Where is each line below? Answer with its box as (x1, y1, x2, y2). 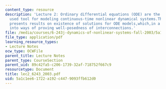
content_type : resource (5, 7, 54, 12)
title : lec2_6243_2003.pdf (5, 72, 61, 77)
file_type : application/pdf (5, 35, 63, 40)
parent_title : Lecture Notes (5, 53, 65, 58)
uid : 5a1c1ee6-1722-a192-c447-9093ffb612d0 (5, 76, 96, 81)
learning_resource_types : (5, 40, 58, 44)
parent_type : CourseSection (5, 58, 63, 63)
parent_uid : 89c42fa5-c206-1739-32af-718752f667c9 (5, 62, 112, 67)
